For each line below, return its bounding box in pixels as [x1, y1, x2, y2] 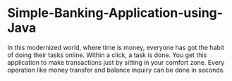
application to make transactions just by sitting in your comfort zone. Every [7, 58, 225, 66]
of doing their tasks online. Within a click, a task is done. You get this [7, 51, 207, 59]
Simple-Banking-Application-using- [7, 5, 224, 21]
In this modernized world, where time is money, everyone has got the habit [7, 43, 224, 51]
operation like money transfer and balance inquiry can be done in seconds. [7, 66, 226, 74]
